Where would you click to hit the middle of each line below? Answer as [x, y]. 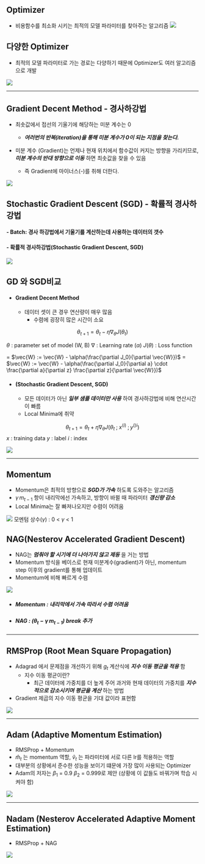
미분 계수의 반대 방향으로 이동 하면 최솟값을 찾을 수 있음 [81, 158]
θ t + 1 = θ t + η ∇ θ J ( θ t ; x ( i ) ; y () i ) [103, 427]
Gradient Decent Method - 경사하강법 [77, 109]
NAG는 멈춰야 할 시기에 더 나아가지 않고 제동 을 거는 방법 [82, 555]
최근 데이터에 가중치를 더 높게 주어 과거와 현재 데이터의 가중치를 [109, 683]
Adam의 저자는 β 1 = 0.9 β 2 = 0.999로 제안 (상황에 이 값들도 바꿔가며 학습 [103, 774]
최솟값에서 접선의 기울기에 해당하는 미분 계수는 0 [73, 124]
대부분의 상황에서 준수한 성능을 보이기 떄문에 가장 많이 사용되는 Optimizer [103, 765]
